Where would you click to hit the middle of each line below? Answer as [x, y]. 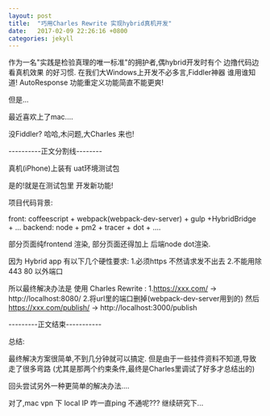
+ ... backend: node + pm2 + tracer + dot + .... [85, 228]
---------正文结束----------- [55, 325]
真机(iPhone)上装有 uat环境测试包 [64, 168]
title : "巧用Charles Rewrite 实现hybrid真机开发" [90, 23]
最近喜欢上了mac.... [41, 117]
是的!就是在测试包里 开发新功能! [61, 186]
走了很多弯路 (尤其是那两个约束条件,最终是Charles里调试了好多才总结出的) [132, 369]
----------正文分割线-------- [55, 151]
